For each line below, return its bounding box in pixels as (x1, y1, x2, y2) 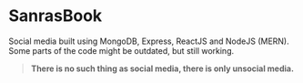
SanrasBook (8, 5, 103, 26)
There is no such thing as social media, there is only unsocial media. (30, 63, 295, 74)
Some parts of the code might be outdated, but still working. (8, 45, 235, 56)
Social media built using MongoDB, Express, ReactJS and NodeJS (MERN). (8, 36, 290, 47)
